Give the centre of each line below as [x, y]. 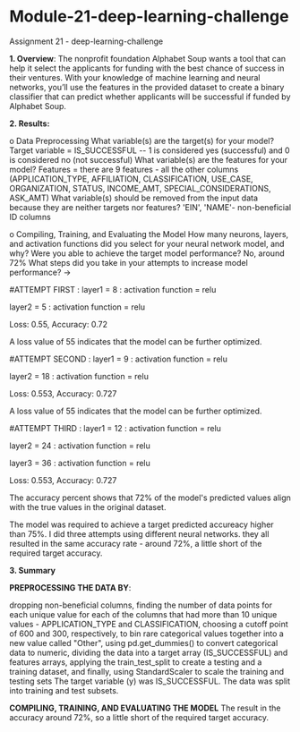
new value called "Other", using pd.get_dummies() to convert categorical [144, 643]
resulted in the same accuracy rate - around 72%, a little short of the [136, 543]
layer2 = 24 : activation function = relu [80, 446]
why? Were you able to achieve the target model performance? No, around [147, 253]
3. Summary [33, 570]
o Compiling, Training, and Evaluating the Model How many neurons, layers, [149, 234]
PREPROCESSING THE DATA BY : [70, 587]
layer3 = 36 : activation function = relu [80, 463]
